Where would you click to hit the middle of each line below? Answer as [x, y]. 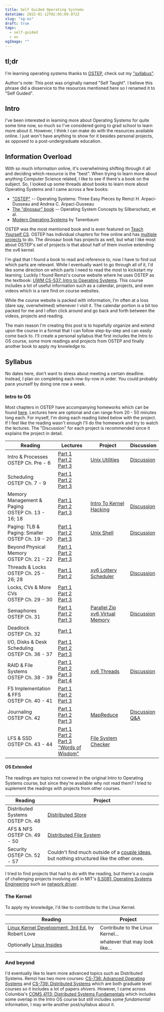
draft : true [17, 23]
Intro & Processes [28, 457]
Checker [100, 745]
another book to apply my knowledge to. [46, 346]
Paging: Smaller [26, 533]
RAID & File [20, 665]
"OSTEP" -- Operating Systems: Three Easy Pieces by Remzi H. [76, 199]
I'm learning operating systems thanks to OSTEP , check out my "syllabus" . [80, 73]
